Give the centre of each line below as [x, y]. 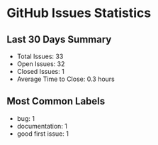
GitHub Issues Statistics [79, 13]
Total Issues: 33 [40, 56]
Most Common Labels [56, 101]
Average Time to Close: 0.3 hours [66, 79]
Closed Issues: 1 [40, 71]
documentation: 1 [42, 126]
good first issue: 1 [43, 134]
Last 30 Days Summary [59, 39]
